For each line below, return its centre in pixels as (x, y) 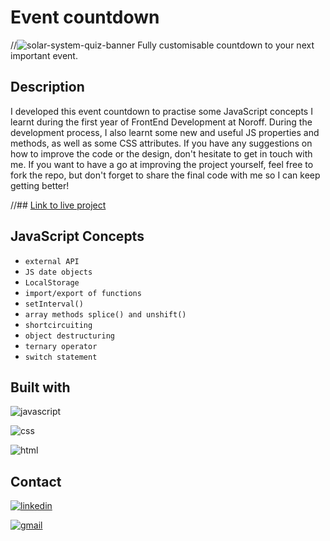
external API (52, 261)
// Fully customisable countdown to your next (162, 45)
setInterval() (54, 304)
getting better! (40, 185)
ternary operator (61, 346)
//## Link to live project (58, 205)
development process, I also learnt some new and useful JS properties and (165, 132)
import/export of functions (83, 293)
